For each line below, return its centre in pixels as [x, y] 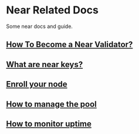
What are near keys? [45, 64]
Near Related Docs [52, 10]
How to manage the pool [51, 104]
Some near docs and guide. [40, 26]
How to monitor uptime [49, 124]
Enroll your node [37, 84]
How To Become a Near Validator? [69, 45]
